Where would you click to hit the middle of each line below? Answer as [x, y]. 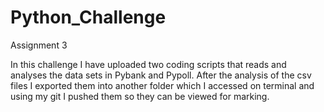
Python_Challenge [88, 17]
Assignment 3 [39, 45]
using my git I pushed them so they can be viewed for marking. [140, 96]
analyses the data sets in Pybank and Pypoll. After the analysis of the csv [161, 75]
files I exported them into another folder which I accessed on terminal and [162, 85]
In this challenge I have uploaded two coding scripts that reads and [148, 64]
